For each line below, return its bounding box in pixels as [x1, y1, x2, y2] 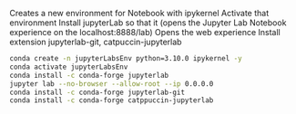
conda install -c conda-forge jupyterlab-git [9, 88, 185, 97]
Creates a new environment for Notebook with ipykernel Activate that [9, 8, 270, 18]
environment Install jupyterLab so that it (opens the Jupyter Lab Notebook [9, 17, 287, 28]
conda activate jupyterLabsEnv [9, 62, 128, 71]
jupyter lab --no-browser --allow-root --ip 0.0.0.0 [9, 79, 214, 89]
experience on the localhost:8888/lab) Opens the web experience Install [9, 27, 281, 37]
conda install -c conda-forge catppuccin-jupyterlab [9, 96, 214, 105]
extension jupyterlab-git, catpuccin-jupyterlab [9, 36, 182, 47]
